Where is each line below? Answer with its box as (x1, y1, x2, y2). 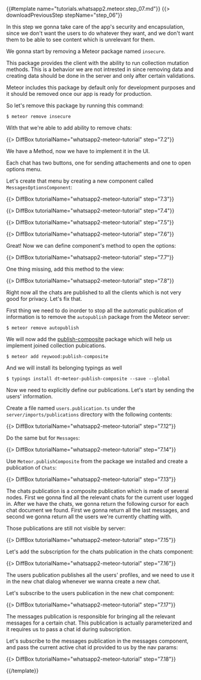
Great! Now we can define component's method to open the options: (6, 242, 176, 249)
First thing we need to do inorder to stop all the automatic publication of (6, 307, 184, 314)
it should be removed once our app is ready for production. (6, 90, 152, 97)
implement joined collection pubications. (6, 342, 106, 349)
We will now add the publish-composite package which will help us (6, 336, 172, 342)
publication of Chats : (6, 464, 57, 471)
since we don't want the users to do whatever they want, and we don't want (6, 30, 194, 37)
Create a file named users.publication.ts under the (6, 405, 136, 412)
